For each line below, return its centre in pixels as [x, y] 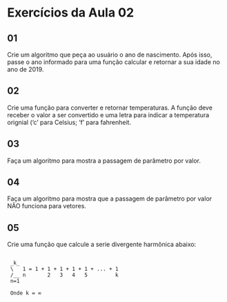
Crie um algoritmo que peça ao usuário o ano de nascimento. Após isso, [110, 54]
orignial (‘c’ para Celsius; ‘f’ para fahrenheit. [69, 122]
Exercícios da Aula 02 [71, 13]
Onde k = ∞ [26, 293]
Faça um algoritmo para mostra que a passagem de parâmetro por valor [110, 199]
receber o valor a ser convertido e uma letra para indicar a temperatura [108, 114]
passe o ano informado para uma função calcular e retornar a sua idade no [114, 62]
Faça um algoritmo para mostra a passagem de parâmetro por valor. [104, 161]
